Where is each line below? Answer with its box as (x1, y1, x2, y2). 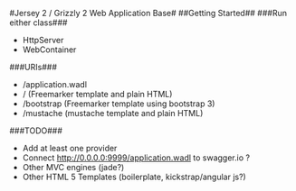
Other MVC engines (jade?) (22, 162, 125, 172)
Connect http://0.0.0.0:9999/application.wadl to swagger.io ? (22, 152, 251, 163)
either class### (9, 17, 68, 28)
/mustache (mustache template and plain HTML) (22, 108, 204, 118)
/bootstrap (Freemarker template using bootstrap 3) (22, 98, 215, 109)
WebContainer (22, 44, 77, 55)
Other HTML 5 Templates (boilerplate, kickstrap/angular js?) (22, 171, 246, 182)
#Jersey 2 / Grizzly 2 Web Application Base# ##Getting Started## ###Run (9, 8, 288, 18)
